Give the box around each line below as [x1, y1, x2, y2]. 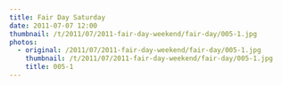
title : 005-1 [25, 63, 74, 72]
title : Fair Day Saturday [9, 12, 105, 22]
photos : [9, 37, 38, 47]
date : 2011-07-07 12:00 [9, 21, 98, 30]
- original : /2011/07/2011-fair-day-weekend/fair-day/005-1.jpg [17, 46, 261, 55]
